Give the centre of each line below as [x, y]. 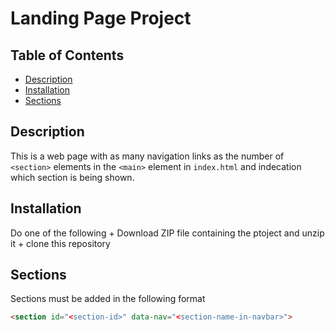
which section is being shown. [72, 177]
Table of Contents [67, 55]
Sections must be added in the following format [108, 299]
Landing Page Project [101, 18]
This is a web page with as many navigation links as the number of [147, 156]
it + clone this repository [60, 243]
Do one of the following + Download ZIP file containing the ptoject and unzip [167, 233]
